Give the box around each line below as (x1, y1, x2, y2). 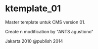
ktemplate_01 (5, 3, 61, 14)
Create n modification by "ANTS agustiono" (5, 28, 94, 34)
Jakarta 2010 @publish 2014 (5, 38, 63, 44)
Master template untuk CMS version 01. (5, 19, 86, 25)
